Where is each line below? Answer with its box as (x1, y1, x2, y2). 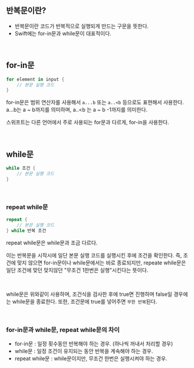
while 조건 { (6, 165, 36, 172)
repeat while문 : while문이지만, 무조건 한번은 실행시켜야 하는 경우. (14, 354, 167, 362)
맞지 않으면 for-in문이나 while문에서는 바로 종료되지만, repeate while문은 (17, 259, 186, 266)
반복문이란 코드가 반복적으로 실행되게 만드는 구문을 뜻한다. (14, 22, 149, 30)
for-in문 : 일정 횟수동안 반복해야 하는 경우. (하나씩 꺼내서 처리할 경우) (14, 340, 173, 347)
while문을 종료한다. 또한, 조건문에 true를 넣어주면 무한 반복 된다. (12, 298, 157, 305)
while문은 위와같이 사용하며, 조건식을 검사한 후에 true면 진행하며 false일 (6, 290, 173, 298)
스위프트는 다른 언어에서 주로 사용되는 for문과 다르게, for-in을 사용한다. (6, 119, 169, 126)
